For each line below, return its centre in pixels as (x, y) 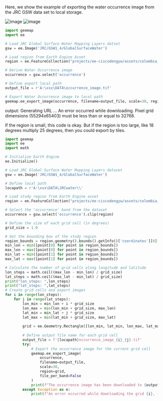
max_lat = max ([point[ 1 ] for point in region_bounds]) (62, 259)
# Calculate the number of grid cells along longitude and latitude (76, 268)
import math (17, 148)
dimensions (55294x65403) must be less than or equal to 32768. (70, 115)
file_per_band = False (60, 376)
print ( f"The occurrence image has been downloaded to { (89, 385)
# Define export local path (33, 83)
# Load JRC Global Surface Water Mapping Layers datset (63, 44)
